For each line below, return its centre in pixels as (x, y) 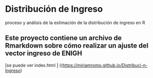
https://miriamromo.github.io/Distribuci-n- (105, 65)
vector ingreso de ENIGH (44, 53)
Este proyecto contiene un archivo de (63, 38)
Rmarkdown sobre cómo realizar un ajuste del (77, 46)
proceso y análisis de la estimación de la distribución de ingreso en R (75, 23)
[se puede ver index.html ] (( (34, 65)
